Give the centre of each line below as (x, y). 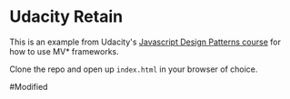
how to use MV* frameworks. (65, 51)
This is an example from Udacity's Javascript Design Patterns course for (145, 42)
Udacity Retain (66, 17)
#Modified (29, 86)
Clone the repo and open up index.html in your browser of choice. (134, 69)
